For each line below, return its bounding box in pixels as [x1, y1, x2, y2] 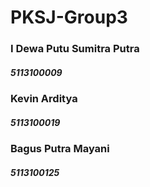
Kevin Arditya [10, 92, 78, 106]
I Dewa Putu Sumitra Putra [10, 42, 140, 56]
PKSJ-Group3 [10, 6, 128, 29]
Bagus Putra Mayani [10, 142, 110, 156]
